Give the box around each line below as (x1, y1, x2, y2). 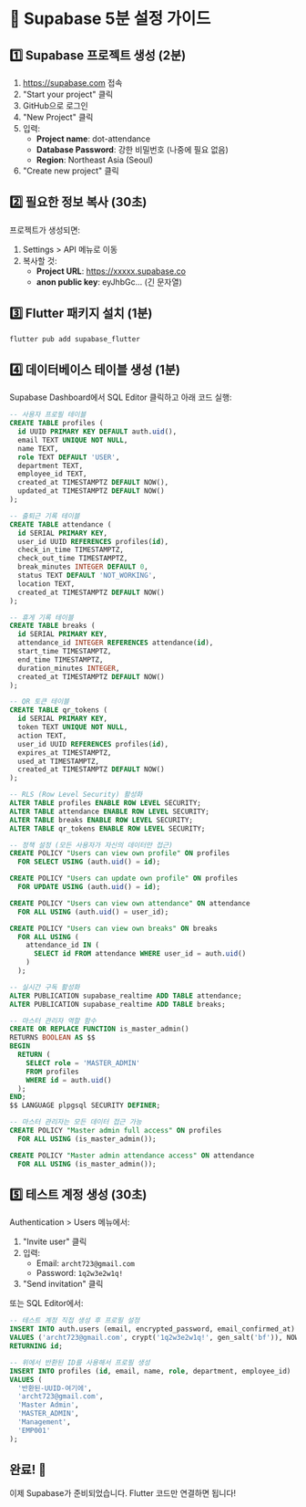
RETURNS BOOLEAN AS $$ (9, 1033, 96, 1042)
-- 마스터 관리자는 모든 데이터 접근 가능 (9, 1117, 143, 1127)
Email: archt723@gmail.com (36, 1258, 135, 1269)
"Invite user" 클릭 (22, 1236, 87, 1247)
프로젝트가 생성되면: (9, 225, 80, 235)
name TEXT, (17, 444, 59, 453)
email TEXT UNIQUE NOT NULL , (17, 435, 128, 445)
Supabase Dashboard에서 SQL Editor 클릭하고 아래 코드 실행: (9, 392, 232, 403)
